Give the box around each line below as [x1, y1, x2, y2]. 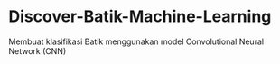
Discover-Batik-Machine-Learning [8, 6, 272, 27]
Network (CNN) [8, 45, 67, 56]
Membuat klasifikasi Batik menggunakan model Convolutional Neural [8, 36, 264, 47]
